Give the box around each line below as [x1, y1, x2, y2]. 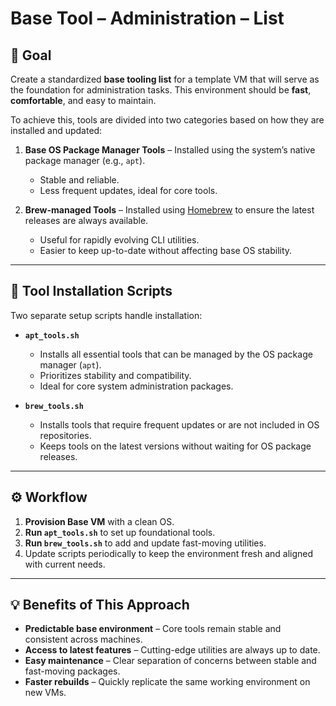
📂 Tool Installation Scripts [10, 283, 173, 300]
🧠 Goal [10, 47, 52, 64]
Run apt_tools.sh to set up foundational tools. [24, 526, 216, 538]
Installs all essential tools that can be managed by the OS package [39, 348, 313, 360]
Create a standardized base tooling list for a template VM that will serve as [10, 73, 320, 85]
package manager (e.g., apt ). [24, 155, 146, 166]
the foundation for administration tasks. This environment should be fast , [10, 84, 312, 96]
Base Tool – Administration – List [10, 7, 285, 30]
